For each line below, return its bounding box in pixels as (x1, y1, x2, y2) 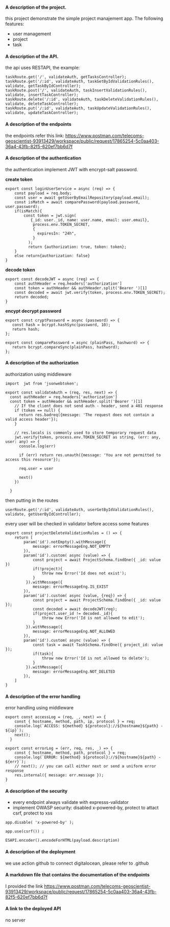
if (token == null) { (14, 408, 60, 413)
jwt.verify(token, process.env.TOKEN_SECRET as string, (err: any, (14, 435, 161, 440)
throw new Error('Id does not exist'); (41, 571, 127, 576)
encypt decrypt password (5, 308, 62, 314)
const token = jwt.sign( (23, 213, 77, 218)
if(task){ (32, 652, 54, 657)
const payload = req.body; (14, 191, 72, 196)
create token (5, 176, 33, 182)
